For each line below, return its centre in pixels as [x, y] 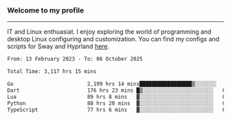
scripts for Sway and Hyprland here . [58, 46]
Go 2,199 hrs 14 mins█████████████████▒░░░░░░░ [112, 84]
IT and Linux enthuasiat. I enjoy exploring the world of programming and [109, 32]
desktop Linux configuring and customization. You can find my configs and [113, 39]
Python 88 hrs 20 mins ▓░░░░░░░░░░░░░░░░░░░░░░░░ [110, 103]
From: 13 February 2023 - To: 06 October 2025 [75, 59]
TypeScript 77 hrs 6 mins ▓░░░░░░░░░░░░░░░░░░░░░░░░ [110, 110]
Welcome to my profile [46, 10]
